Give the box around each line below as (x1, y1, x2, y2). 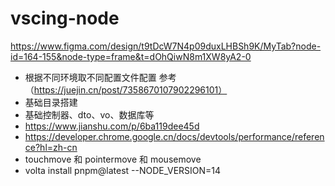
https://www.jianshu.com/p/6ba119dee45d (24, 120, 200, 132)
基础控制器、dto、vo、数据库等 (24, 108, 155, 121)
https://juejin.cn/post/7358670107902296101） (33, 83, 228, 96)
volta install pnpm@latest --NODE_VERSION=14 (24, 164, 222, 176)
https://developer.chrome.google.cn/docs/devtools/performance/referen (24, 130, 325, 142)
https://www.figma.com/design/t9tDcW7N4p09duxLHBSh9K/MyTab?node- (10, 40, 322, 52)
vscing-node (10, 7, 120, 30)
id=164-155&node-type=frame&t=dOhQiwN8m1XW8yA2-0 (10, 50, 252, 62)
